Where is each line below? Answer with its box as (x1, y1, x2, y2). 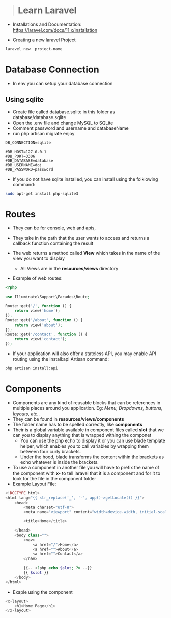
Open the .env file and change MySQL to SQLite (12, 120, 113, 126)
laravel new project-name (5, 46, 63, 51)
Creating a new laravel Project (12, 37, 76, 43)
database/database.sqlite (12, 114, 66, 120)
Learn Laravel (17, 5, 77, 16)
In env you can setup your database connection (12, 80, 113, 86)
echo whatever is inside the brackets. (20, 459, 99, 465)
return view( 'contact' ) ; (14, 337, 67, 342)
